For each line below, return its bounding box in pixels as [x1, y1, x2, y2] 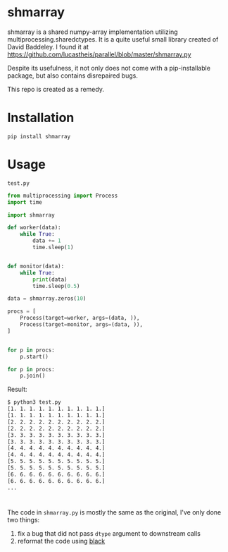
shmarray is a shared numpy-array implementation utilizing [7, 28, 178, 36]
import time [7, 198, 42, 205]
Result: [7, 385, 27, 394]
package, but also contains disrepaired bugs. [7, 71, 139, 80]
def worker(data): [7, 224, 61, 232]
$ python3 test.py [7, 399, 61, 406]
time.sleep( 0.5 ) [32, 282, 80, 289]
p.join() [20, 372, 46, 380]
